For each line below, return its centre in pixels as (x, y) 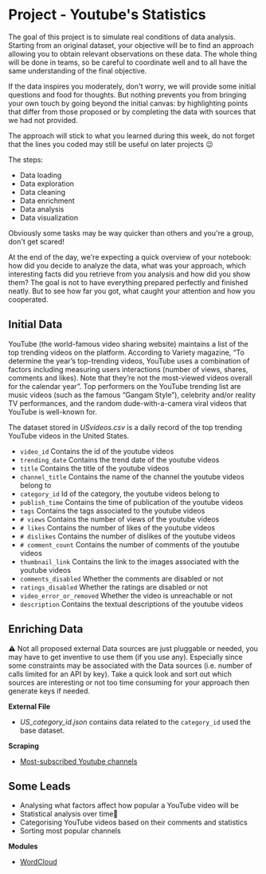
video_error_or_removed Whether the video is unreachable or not (126, 595)
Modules (23, 846)
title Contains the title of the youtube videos (94, 468)
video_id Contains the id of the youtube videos (97, 451)
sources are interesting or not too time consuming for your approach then (129, 682)
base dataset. (42, 730)
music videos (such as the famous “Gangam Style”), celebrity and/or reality (132, 395)
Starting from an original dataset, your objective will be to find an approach (131, 45)
